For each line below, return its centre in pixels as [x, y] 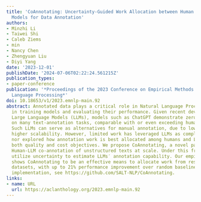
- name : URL [21, 184]
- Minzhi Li [21, 28]
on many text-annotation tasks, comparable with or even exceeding [98, 123]
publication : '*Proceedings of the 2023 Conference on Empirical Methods [100, 90]
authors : [17, 23]
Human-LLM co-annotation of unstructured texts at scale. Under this [100, 151]
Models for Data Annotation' [48, 17]
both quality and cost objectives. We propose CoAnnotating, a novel [100, 145]
